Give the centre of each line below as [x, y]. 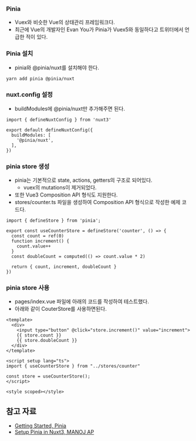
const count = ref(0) [38, 236]
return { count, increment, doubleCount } [64, 267]
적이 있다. [37, 37]
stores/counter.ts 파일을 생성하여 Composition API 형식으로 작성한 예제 [97, 202]
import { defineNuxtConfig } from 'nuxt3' [59, 120]
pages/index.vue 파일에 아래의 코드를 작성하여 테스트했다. [82, 301]
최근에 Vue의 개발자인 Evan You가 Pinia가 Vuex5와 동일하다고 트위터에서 [99, 30]
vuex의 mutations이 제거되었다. [60, 188]
